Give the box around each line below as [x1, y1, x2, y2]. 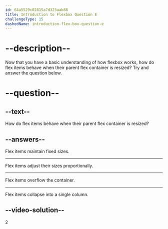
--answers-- [5, 135, 45, 143]
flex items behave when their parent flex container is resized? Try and [5, 64, 149, 70]
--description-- [5, 43, 71, 54]
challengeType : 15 [5, 16, 43, 21]
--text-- [5, 107, 30, 115]
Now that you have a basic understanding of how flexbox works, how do [5, 59, 154, 65]
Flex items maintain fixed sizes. [5, 148, 70, 154]
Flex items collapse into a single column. [5, 191, 88, 197]
